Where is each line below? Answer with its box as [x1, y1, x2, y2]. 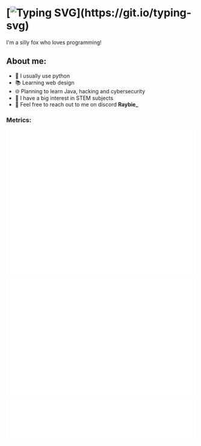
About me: [6, 56, 47, 66]
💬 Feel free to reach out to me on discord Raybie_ [14, 101, 138, 108]
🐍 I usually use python [14, 72, 70, 79]
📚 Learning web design [14, 79, 75, 86]
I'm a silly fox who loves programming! [6, 39, 102, 46]
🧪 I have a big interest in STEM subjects [14, 94, 114, 102]
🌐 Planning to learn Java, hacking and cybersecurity [14, 87, 146, 94]
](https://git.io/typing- [76, 6, 191, 20]
